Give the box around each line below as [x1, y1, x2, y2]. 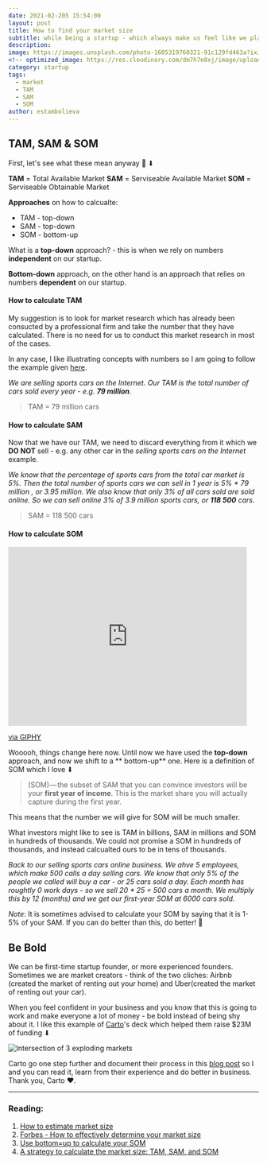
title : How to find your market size [8, 26, 133, 34]
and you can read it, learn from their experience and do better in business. [8, 1067, 252, 1077]
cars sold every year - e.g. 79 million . [8, 386, 132, 396]
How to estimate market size [19, 1121, 114, 1131]
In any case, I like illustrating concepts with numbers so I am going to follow [8, 355, 256, 364]
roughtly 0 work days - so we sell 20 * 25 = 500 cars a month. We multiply [8, 886, 254, 895]
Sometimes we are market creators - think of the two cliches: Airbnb [8, 971, 233, 980]
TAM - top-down [19, 212, 75, 223]
